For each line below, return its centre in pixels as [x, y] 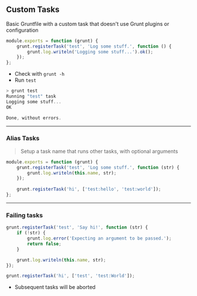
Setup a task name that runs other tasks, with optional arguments [99, 151]
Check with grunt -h [40, 74]
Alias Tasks [23, 139]
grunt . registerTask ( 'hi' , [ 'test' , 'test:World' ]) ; [70, 276]
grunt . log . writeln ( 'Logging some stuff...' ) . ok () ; [90, 52]
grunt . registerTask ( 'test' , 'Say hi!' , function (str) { [77, 228]
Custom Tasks [33, 10]
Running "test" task [31, 96]
